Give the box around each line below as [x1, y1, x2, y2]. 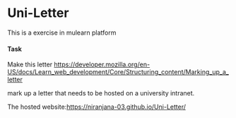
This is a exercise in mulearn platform [7, 28, 117, 37]
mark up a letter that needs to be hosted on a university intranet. [7, 89, 195, 98]
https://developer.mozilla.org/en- [54, 60, 151, 69]
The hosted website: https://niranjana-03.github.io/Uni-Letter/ [7, 102, 186, 111]
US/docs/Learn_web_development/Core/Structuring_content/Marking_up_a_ [7, 68, 230, 76]
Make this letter [7, 60, 53, 69]
